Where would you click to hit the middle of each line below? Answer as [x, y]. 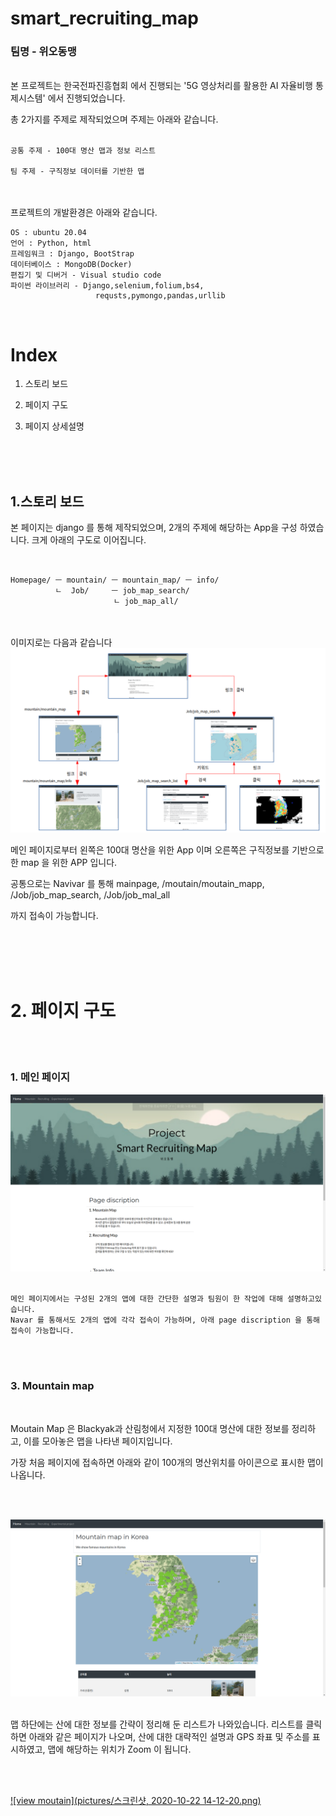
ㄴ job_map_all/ [146, 602]
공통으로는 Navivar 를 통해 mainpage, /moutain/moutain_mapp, [137, 883]
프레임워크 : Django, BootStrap [72, 254]
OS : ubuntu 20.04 [48, 233]
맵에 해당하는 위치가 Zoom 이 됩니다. [119, 1749]
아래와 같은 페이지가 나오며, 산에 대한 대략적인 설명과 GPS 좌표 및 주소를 [169, 1737]
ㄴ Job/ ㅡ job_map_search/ [122, 591]
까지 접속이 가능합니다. [54, 915]
